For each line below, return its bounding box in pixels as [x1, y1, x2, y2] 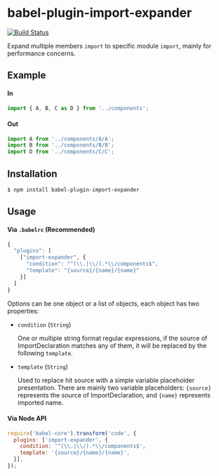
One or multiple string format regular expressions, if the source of [17, 334, 208, 342]
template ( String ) [17, 362, 69, 371]
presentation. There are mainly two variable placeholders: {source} [17, 383, 212, 392]
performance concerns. [7, 49, 76, 57]
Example [7, 69, 46, 81]
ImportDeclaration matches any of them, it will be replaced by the [17, 341, 207, 350]
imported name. [17, 398, 64, 407]
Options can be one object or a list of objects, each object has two [7, 299, 200, 308]
